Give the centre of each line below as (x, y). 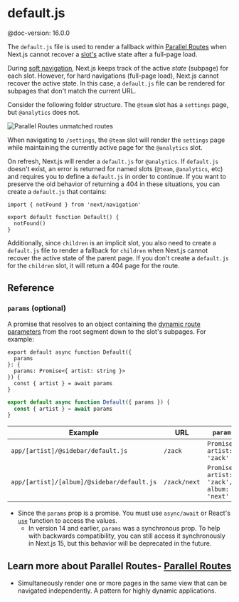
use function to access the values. (67, 521)
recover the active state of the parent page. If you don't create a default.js (118, 257)
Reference (31, 288)
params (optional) (37, 308)
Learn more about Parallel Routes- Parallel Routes (119, 566)
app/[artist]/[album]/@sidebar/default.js (84, 482)
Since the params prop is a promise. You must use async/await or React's (124, 513)
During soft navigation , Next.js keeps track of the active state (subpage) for (118, 68)
